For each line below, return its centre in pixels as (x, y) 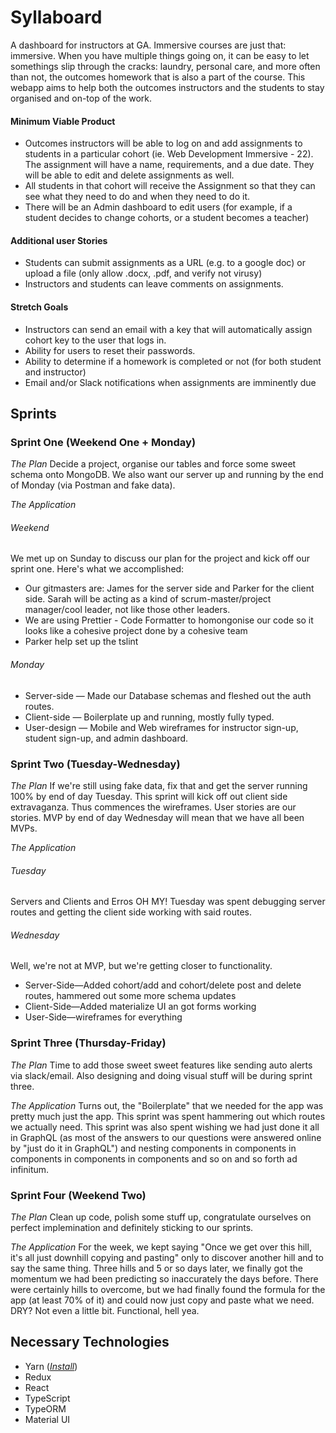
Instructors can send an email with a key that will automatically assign (168, 329)
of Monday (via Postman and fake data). (93, 485)
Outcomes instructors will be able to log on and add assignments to (163, 143)
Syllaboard (56, 17)
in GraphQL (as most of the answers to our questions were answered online (166, 1137)
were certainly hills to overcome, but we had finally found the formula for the (168, 1289)
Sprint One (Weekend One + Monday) (103, 442)
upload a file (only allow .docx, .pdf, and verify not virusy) (143, 273)
